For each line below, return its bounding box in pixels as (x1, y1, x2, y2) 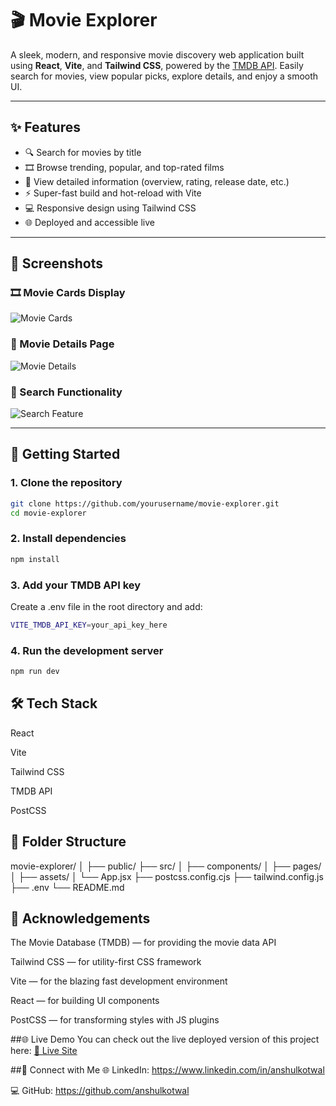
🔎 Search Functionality (10, 385, 123, 399)
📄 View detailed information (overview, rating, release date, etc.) (24, 175, 290, 187)
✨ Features (10, 119, 81, 136)
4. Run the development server (10, 643, 164, 657)
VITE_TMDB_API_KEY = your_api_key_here (10, 620, 168, 630)
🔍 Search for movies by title (24, 146, 142, 158)
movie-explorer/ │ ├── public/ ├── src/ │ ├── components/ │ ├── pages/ (10, 860, 322, 872)
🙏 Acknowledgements (10, 910, 151, 927)
